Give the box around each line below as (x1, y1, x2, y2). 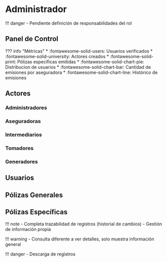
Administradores (5, 104, 47, 111)
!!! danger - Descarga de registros (5, 251, 75, 257)
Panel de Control (5, 35, 59, 43)
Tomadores (5, 145, 34, 152)
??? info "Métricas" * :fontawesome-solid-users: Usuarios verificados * (5, 48, 153, 54)
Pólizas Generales (5, 191, 63, 199)
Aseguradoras (5, 117, 41, 124)
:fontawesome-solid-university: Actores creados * (5, 53, 109, 59)
